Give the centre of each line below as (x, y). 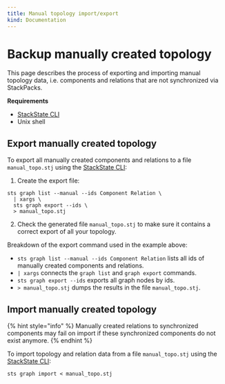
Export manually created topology (82, 143)
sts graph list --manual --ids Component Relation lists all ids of (111, 259)
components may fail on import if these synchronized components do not (111, 333)
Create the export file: (48, 181)
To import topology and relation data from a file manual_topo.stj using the (112, 354)
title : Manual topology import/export (63, 13)
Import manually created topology (82, 309)
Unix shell (31, 122)
